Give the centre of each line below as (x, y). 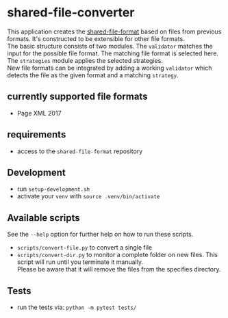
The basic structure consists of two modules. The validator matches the (110, 46)
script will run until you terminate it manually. (80, 262)
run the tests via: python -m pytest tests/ (77, 307)
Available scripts (43, 218)
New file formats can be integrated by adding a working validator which (110, 68)
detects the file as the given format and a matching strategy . (93, 75)
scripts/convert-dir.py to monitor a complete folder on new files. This (117, 255)
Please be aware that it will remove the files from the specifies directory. (119, 269)
